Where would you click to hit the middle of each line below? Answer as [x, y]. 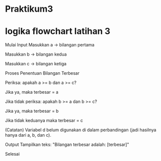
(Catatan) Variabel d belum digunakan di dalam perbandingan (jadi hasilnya [81, 130]
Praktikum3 [29, 9]
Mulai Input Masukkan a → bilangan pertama [50, 45]
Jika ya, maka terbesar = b [32, 111]
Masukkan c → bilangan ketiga [36, 64]
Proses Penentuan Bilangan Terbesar [42, 73]
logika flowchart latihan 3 [58, 31]
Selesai [12, 154]
